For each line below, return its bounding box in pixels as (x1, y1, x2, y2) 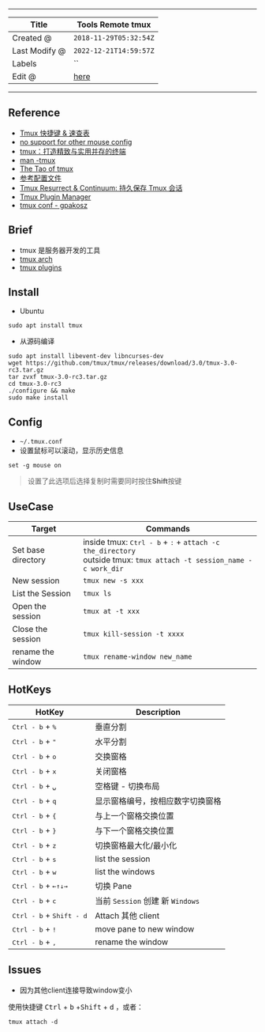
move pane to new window (95, 923, 195, 934)
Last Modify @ (12, 45, 66, 56)
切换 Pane (95, 880, 132, 891)
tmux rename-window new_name (82, 652, 192, 661)
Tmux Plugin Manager (19, 191, 91, 202)
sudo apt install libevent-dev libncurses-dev (8, 353, 164, 361)
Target (31, 524, 57, 535)
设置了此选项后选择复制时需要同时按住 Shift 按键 (27, 476, 182, 486)
